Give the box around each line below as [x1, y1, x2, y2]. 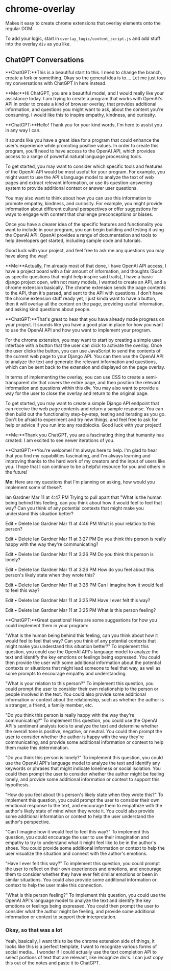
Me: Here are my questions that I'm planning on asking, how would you [5, 479, 155, 485]
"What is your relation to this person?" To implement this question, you [5, 680, 154, 686]
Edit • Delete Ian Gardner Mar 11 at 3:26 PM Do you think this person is [5, 551, 154, 557]
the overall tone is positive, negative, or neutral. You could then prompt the [5, 728, 162, 734]
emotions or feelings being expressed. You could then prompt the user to [5, 902, 159, 909]
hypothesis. [5, 781, 30, 788]
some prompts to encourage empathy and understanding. [5, 670, 127, 676]
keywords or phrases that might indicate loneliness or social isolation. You [5, 765, 161, 771]
